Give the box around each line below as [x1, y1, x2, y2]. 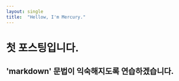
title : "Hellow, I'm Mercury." [6, 14, 86, 20]
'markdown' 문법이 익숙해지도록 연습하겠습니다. [6, 66, 174, 76]
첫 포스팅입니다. [6, 41, 79, 55]
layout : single [6, 8, 44, 15]
